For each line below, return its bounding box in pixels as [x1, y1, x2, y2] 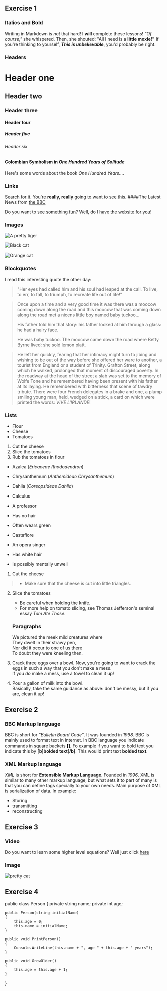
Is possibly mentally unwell [12, 561, 68, 567]
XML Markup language [5, 760, 62, 767]
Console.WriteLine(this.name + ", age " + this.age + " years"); [14, 945, 153, 951]
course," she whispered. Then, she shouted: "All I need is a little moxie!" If [5, 36, 159, 42]
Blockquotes [5, 265, 36, 272]
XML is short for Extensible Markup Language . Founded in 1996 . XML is [5, 772, 155, 778]
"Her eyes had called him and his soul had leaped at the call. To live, [17, 286, 158, 292]
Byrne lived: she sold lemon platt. [17, 342, 86, 348]
